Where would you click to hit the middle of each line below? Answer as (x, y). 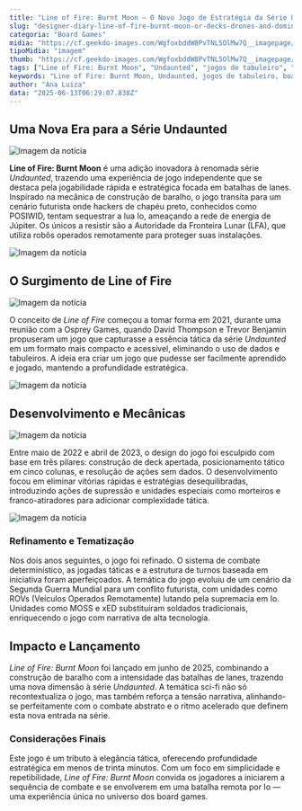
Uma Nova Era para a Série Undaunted (118, 129)
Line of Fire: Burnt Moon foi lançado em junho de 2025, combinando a (139, 668)
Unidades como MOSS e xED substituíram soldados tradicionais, (129, 609)
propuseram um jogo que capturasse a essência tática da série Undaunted (148, 339)
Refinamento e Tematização (72, 540)
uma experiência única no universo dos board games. (109, 797)
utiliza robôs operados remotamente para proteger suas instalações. (136, 236)
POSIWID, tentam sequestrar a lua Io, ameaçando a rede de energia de (140, 216)
